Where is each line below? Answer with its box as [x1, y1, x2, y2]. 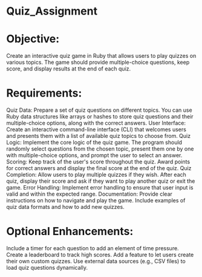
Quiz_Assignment [6, 4, 98, 18]
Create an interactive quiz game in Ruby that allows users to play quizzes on [6, 52, 197, 60]
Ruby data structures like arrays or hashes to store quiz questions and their [6, 113, 194, 120]
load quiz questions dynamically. [6, 264, 88, 271]
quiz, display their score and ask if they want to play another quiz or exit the [6, 177, 195, 185]
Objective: [6, 32, 60, 46]
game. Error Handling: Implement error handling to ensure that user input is [6, 184, 194, 191]
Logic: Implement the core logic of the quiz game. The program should [6, 138, 183, 146]
